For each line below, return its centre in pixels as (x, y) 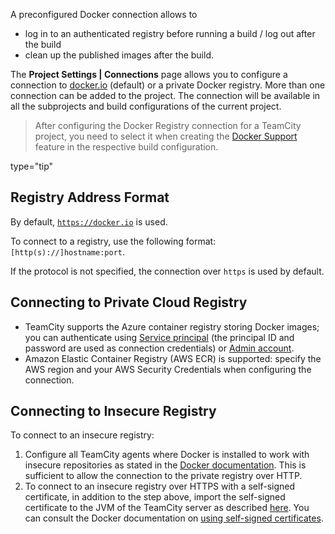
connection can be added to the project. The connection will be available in (165, 95)
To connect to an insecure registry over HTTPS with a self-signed (160, 486)
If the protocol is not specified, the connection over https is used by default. (167, 271)
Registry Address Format (90, 197)
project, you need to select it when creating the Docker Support (166, 136)
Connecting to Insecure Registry (113, 411)
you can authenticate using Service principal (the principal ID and (159, 337)
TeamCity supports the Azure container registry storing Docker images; (172, 326)
